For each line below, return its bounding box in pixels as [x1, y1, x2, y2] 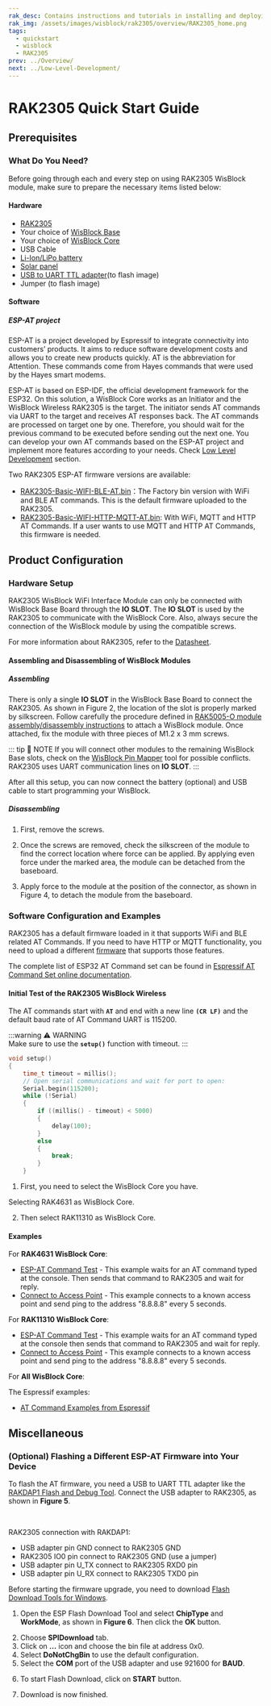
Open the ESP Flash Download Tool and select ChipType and [19, 1608, 223, 1618]
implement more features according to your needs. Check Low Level [8, 445, 236, 456]
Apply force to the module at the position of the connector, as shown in [19, 881, 256, 891]
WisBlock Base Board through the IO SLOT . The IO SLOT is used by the [8, 604, 244, 614]
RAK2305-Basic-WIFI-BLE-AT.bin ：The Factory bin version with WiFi [19, 486, 250, 496]
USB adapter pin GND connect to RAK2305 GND [19, 1543, 181, 1553]
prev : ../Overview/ [8, 57, 74, 65]
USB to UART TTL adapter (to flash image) [19, 269, 160, 279]
